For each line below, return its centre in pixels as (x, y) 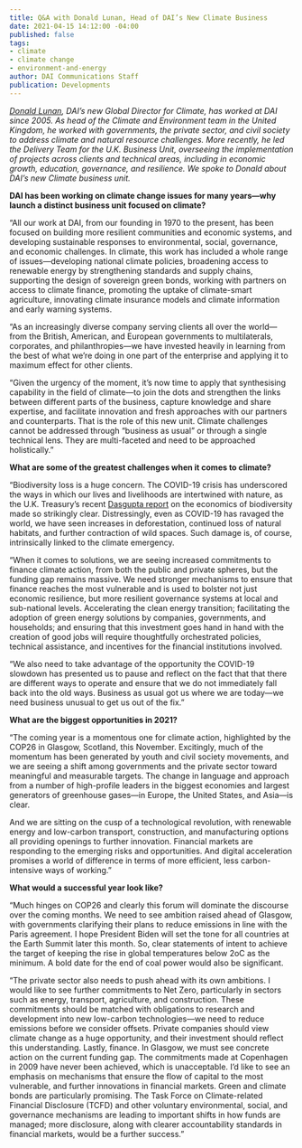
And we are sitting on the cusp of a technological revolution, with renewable (151, 822)
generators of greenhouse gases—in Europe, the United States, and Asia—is (151, 795)
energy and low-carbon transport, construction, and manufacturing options (149, 832)
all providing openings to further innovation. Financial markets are (132, 841)
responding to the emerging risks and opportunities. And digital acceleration (151, 851)
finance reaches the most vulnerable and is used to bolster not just (133, 588)
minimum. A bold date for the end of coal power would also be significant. (146, 963)
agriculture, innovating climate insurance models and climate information (145, 299)
